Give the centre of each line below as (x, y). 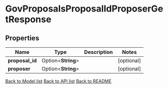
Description (98, 52)
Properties (22, 38)
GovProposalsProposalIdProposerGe (84, 9)
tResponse (28, 19)
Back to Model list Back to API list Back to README (58, 81)
